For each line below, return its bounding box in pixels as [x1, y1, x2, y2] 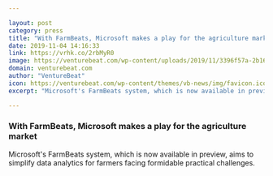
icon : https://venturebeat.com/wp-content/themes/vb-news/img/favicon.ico [8, 79, 267, 88]
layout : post [8, 19, 53, 27]
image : [8, 57, 31, 65]
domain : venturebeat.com [8, 64, 93, 73]
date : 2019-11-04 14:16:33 [8, 41, 100, 49]
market [8, 131, 38, 142]
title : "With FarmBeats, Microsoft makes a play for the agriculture [8, 34, 249, 42]
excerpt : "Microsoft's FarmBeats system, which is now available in [8, 87, 245, 95]
